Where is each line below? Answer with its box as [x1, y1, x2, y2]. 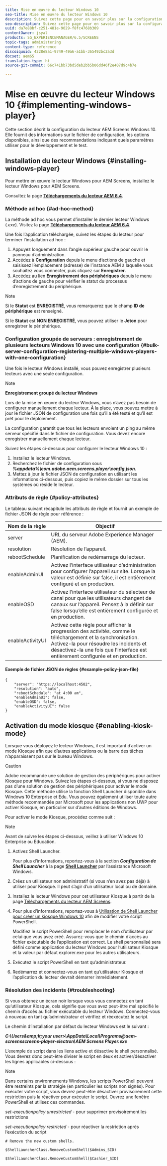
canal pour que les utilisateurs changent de [51, 594, 152, 601]
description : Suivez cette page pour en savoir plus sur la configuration [5, 16, 164, 21]
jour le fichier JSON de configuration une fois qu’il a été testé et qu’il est [5, 410, 153, 416]
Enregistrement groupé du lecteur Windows [5, 390, 98, 396]
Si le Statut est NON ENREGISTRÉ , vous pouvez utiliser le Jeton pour [5, 318, 148, 324]
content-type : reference [5, 44, 57, 49]
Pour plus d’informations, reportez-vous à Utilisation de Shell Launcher [12, 908, 158, 914]
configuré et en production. [51, 580, 115, 587]
